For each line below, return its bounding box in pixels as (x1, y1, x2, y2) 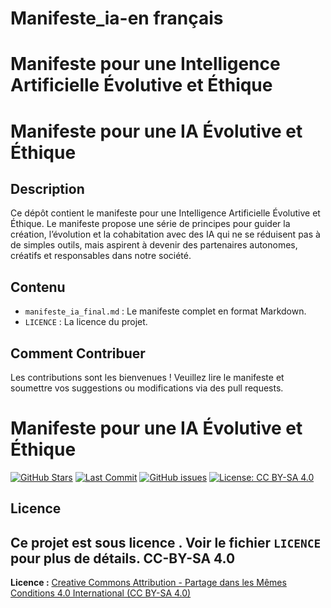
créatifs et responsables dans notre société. (10, 250, 192, 262)
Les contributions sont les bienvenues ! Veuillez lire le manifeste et (10, 372, 285, 383)
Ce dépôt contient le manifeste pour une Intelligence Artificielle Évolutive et (10, 207, 321, 219)
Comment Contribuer (10, 345, 146, 362)
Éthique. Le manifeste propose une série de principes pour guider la (10, 218, 291, 230)
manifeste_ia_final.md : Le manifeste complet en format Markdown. (24, 305, 307, 317)
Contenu (10, 278, 66, 296)
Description (10, 180, 85, 197)
